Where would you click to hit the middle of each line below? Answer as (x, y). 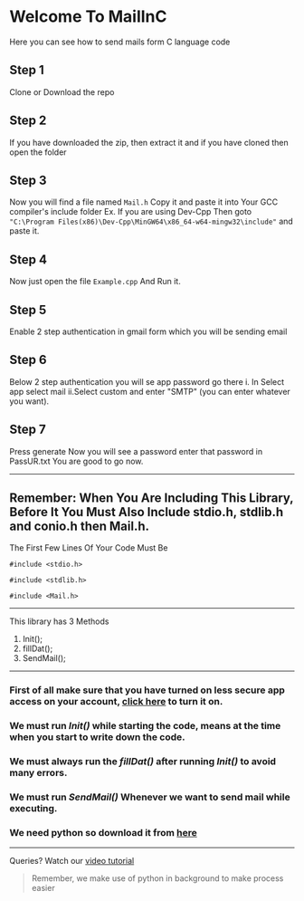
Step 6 (28, 360)
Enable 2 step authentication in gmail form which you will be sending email (148, 331)
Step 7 (28, 430)
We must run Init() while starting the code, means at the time (145, 726)
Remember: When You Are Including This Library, (152, 498)
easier (43, 888)
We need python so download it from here (103, 833)
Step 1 (27, 70)
